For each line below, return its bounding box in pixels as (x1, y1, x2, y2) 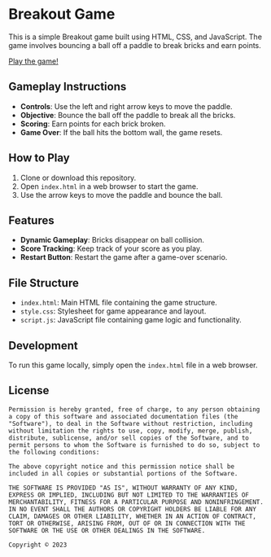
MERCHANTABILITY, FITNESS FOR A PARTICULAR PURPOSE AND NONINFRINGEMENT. (8, 498, 264, 506)
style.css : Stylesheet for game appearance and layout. (20, 306, 207, 316)
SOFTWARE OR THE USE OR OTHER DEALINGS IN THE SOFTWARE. (8, 526, 206, 534)
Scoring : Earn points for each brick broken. (20, 119, 166, 129)
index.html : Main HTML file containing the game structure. (20, 298, 217, 308)
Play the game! (8, 56, 59, 66)
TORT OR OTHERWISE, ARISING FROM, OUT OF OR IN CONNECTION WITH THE (8, 519, 246, 528)
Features (8, 213, 55, 227)
